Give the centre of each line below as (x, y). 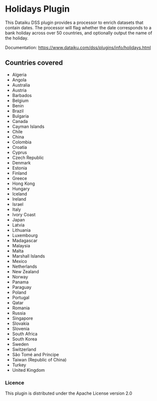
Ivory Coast (24, 214)
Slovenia (21, 328)
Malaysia (21, 245)
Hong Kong (23, 183)
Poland (19, 292)
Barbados (22, 95)
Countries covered (34, 63)
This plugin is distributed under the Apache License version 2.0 (69, 393)
